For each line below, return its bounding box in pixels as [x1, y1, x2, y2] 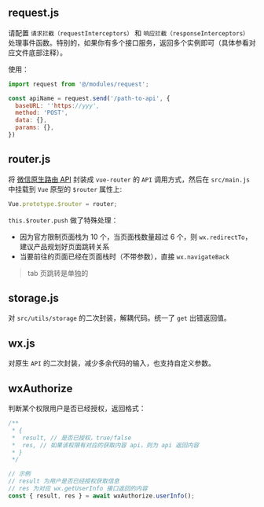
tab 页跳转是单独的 [27, 268, 89, 277]
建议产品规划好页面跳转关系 [19, 241, 110, 251]
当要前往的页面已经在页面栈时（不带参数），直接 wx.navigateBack [19, 252, 230, 261]
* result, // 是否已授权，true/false [11, 434, 132, 442]
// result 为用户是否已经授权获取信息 [8, 477, 120, 486]
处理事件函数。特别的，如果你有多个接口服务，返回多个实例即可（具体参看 [8, 38, 249, 47]
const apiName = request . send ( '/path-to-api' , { [8, 94, 170, 102]
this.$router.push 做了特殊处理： [8, 215, 119, 225]
